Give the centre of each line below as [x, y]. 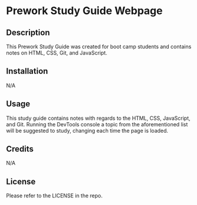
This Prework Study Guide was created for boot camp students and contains [99, 46]
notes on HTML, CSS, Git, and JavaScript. [57, 53]
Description [28, 33]
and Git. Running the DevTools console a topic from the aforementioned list [97, 124]
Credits [20, 149]
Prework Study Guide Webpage [84, 11]
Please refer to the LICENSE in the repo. [54, 196]
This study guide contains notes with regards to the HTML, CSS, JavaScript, [98, 118]
